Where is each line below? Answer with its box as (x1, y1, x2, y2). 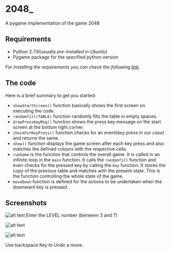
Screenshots (5, 198, 47, 207)
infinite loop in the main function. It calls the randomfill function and (12, 157, 156, 163)
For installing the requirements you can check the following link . (5, 64, 140, 70)
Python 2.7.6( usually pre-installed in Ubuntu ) (12, 48, 108, 54)
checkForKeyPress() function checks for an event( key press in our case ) (12, 129, 165, 136)
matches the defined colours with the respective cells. (12, 145, 127, 152)
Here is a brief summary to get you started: (5, 92, 96, 98)
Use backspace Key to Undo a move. (5, 242, 83, 248)
